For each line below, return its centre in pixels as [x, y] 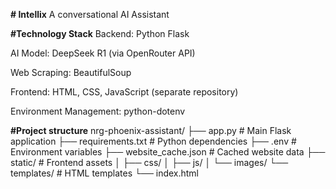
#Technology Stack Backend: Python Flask [100, 33]
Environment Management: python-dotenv [98, 111]
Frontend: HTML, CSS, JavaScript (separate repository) [124, 92]
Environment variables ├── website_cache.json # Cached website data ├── [168, 152]
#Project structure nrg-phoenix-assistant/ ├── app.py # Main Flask [151, 130]
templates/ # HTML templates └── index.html [105, 173]
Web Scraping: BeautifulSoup [71, 72]
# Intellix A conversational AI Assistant [90, 14]
